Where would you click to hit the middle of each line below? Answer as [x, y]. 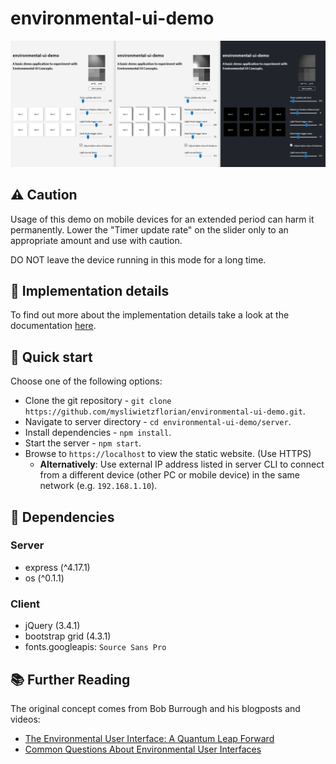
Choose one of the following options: [86, 381]
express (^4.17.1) [57, 567]
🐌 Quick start [51, 357]
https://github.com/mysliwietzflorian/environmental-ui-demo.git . [165, 411]
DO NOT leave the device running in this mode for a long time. [138, 259]
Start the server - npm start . [83, 443]
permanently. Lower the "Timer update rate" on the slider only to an [149, 229]
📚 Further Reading [70, 679]
